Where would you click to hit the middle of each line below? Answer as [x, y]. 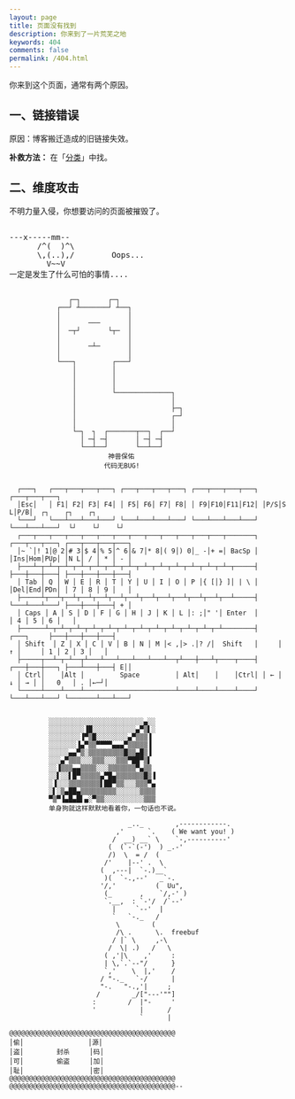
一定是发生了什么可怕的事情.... [69, 274]
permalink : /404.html [49, 58]
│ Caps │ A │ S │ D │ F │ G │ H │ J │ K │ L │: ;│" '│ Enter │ [138, 613]
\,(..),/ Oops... [91, 255]
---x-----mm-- [40, 237]
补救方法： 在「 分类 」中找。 [61, 157]
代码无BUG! [122, 466]
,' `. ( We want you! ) [176, 832]
